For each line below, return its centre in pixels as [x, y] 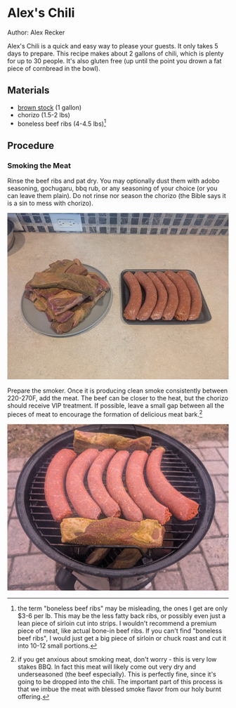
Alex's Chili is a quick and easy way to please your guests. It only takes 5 [113, 46]
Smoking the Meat [39, 165]
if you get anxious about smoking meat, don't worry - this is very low [117, 660]
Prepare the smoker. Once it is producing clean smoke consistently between [118, 391]
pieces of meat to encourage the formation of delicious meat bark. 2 [105, 414]
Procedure [31, 145]
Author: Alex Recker [36, 32]
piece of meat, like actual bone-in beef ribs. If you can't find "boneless [120, 631]
